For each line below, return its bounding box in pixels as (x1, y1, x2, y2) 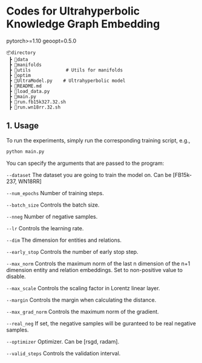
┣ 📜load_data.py (8, 88, 50, 95)
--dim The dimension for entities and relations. (6, 236, 122, 244)
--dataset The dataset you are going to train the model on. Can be (6, 171, 172, 178)
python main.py (6, 148, 45, 155)
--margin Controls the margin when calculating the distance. (6, 296, 157, 304)
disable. (6, 273, 26, 280)
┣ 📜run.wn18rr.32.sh (8, 104, 61, 110)
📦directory (6, 50, 36, 56)
